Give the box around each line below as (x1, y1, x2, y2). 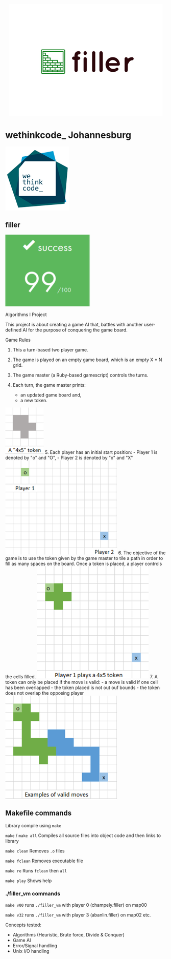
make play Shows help (5, 878, 52, 884)
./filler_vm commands (5, 890, 60, 898)
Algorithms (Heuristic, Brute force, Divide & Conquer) (12, 931, 125, 937)
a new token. (20, 397, 47, 403)
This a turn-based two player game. (12, 346, 88, 352)
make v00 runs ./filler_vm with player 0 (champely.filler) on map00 (5, 902, 147, 908)
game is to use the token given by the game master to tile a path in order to (5, 555, 163, 561)
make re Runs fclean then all (5, 867, 67, 873)
